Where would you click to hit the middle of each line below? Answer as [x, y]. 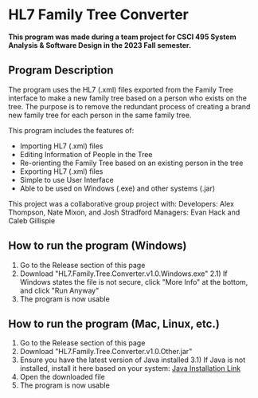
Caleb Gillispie [32, 220]
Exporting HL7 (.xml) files [61, 171]
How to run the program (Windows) [98, 246]
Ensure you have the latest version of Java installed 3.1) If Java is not [133, 360]
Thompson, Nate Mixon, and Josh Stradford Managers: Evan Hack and [124, 212]
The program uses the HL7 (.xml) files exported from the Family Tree [121, 89]
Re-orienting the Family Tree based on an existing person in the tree [131, 163]
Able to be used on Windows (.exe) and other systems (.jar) [117, 188]
